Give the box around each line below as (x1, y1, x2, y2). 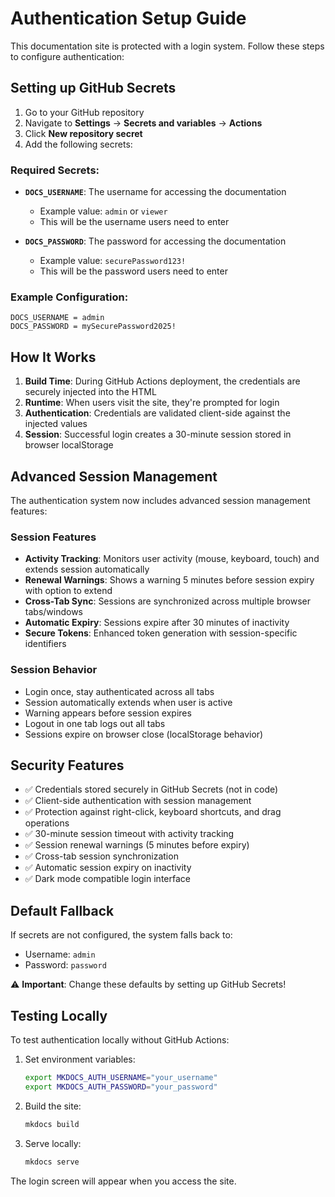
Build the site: (24, 1100, 82, 1112)
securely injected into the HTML (24, 386, 157, 398)
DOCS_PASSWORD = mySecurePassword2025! (10, 322, 177, 332)
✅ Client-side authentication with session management (24, 795, 252, 807)
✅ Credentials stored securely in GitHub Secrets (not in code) (24, 783, 279, 796)
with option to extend (24, 585, 113, 597)
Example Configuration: (10, 290, 129, 304)
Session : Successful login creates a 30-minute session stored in (24, 428, 292, 441)
